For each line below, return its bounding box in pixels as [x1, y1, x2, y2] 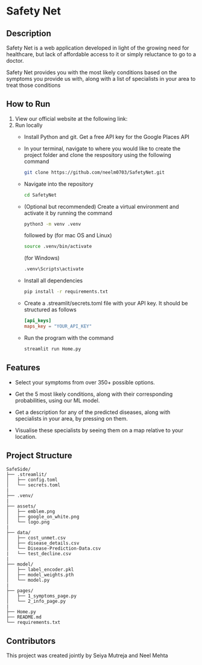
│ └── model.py [6, 577, 50, 584]
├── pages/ [6, 588, 34, 594]
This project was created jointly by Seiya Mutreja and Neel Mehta [6, 652, 168, 659]
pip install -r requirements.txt [24, 288, 109, 295]
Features [6, 363, 40, 373]
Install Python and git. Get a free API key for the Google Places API [24, 133, 190, 140]
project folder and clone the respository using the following [24, 151, 171, 158]
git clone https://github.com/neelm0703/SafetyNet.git [24, 169, 165, 176]
